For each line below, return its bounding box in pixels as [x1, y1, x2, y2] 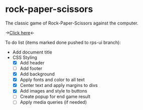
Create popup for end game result [20, 93, 91, 99]
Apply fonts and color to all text [20, 76, 85, 83]
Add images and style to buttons [20, 88, 87, 94]
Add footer [20, 65, 43, 71]
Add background [20, 71, 55, 77]
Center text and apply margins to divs [20, 82, 98, 88]
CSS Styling [12, 54, 38, 60]
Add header [20, 59, 45, 65]
